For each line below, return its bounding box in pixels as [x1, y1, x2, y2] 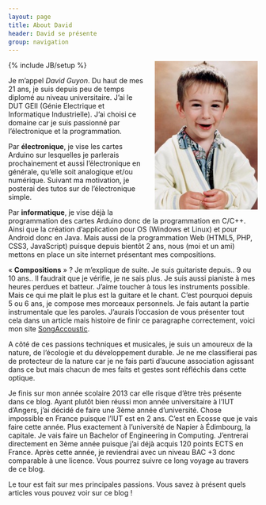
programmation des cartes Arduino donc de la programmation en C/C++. [8, 216, 246, 226]
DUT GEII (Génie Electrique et [8, 101, 105, 111]
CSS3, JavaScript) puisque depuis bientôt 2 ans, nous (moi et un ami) [8, 242, 235, 251]
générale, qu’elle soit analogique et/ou [8, 167, 133, 177]
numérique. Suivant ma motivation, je [8, 175, 130, 186]
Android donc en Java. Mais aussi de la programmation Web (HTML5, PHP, [8, 233, 253, 243]
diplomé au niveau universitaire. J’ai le [8, 93, 133, 102]
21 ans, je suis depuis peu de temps [8, 84, 125, 94]
